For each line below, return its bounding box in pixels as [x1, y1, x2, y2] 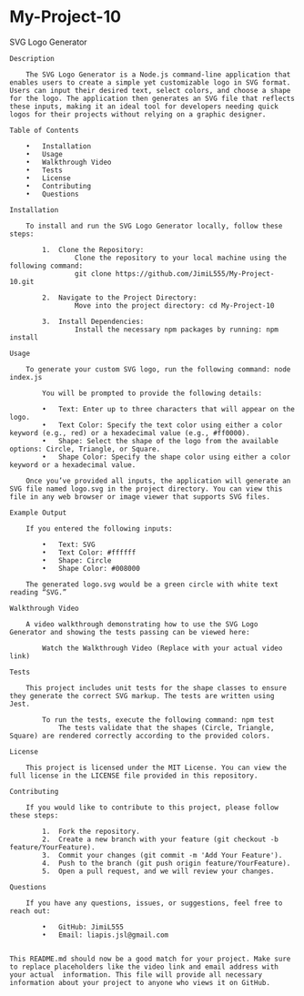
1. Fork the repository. [42, 827, 141, 836]
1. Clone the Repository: [42, 245, 145, 254]
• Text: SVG [42, 540, 96, 549]
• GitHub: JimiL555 [42, 922, 125, 931]
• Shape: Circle [42, 555, 112, 565]
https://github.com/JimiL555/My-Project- [115, 269, 275, 279]
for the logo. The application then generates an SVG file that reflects [9, 94, 296, 103]
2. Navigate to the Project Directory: [42, 293, 198, 302]
